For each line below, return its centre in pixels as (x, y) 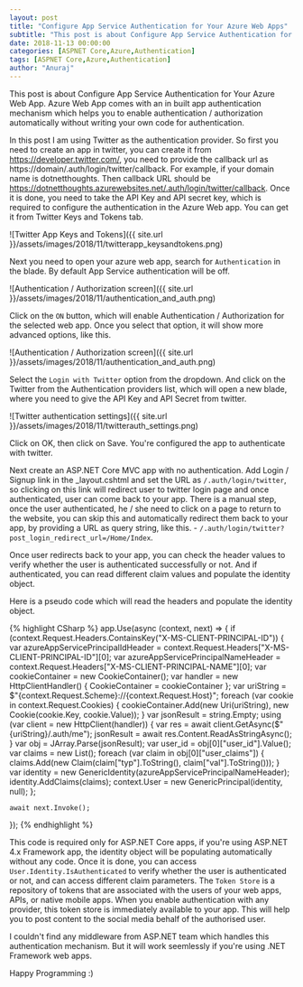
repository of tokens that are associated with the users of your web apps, (146, 889)
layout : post (34, 18)
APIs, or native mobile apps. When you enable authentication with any (139, 899)
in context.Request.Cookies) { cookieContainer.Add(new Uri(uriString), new (149, 704)
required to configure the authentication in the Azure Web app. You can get (149, 207)
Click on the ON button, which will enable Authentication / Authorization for (147, 315)
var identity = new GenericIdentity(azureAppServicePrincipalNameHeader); (150, 772)
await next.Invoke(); (50, 808)
